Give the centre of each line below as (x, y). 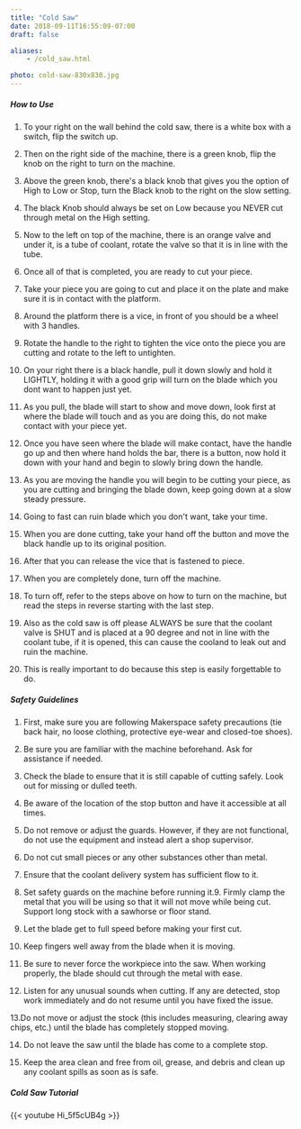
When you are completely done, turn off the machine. (122, 578)
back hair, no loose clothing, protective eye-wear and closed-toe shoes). (158, 732)
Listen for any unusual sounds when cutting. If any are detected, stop (151, 990)
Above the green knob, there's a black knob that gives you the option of (156, 180)
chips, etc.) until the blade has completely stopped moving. (120, 1027)
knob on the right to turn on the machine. (99, 163)
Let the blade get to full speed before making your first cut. (133, 928)
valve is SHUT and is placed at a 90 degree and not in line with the (146, 633)
